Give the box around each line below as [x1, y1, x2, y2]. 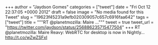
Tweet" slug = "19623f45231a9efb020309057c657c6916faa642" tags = [5, 14, 149, 20]
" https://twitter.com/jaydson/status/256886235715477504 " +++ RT [5, 24, 140, 30]
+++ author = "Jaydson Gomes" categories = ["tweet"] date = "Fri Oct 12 [5, 4, 151, 10]
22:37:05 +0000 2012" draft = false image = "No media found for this [5, 9, 144, 15]
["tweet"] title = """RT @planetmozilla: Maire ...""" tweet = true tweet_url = [5, 19, 154, 25]
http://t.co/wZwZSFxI [5, 34, 48, 40]
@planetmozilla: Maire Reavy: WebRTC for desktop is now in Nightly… [5, 30, 145, 35]
